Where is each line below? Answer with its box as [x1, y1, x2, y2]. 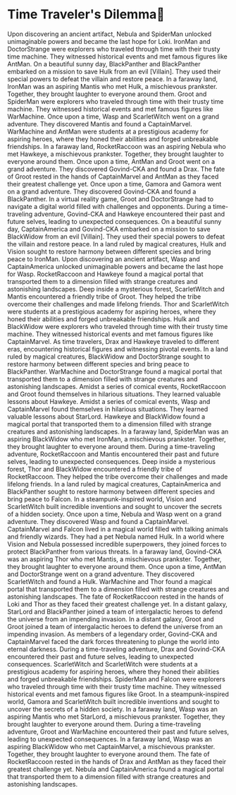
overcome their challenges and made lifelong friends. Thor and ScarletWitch [7, 299, 229, 308]
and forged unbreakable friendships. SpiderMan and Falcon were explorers [7, 674, 225, 683]
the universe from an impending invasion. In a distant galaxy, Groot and [7, 614, 214, 623]
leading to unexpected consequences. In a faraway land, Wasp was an [7, 734, 213, 743]
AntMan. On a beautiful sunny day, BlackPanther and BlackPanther [7, 59, 201, 68]
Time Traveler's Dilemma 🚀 [7, 6, 166, 23]
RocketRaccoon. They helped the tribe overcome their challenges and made [7, 472, 228, 481]
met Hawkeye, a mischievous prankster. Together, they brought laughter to [7, 150, 224, 158]
